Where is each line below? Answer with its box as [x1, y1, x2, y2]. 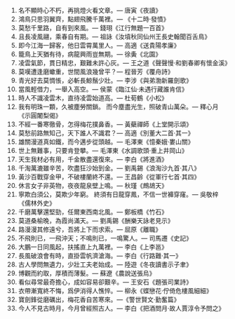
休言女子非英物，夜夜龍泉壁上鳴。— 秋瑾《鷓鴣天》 [18, 182, 168, 189]
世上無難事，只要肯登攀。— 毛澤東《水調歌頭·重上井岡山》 [18, 147, 188, 154]
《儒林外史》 [18, 199, 55, 207]
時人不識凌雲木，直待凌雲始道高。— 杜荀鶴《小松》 [18, 94, 168, 102]
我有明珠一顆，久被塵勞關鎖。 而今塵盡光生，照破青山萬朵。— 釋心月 [18, 102, 219, 111]
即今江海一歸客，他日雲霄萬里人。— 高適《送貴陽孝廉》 [18, 41, 180, 49]
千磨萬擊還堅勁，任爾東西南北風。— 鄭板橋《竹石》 [18, 208, 168, 216]
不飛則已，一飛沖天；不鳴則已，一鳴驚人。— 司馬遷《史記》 [18, 234, 192, 242]
